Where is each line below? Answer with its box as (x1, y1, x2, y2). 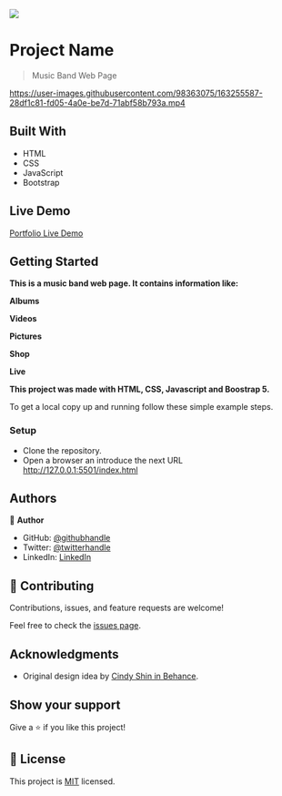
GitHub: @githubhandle (22, 533, 111, 544)
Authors (9, 491, 57, 506)
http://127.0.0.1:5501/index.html (22, 464, 138, 475)
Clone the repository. (22, 444, 102, 455)
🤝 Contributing (9, 578, 95, 594)
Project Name (9, 40, 115, 61)
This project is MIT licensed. (9, 775, 116, 787)
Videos (9, 313, 37, 324)
